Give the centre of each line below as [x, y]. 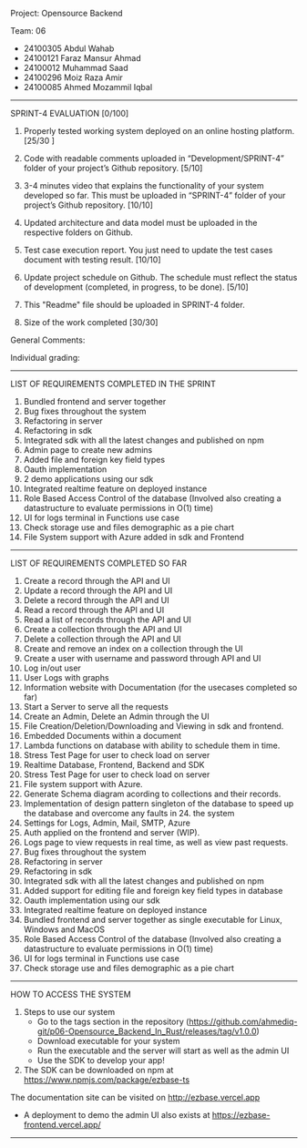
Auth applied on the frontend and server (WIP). [112, 832]
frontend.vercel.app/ [62, 1125]
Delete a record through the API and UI [96, 600]
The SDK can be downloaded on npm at [98, 1070]
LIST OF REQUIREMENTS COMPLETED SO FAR [99, 563]
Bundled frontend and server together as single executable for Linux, [153, 920]
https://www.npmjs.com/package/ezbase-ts [107, 1080]
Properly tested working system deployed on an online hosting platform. [159, 131]
